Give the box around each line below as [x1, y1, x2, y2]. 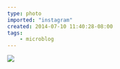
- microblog [19, 36, 54, 43]
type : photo [7, 10, 42, 17]
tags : [7, 29, 23, 37]
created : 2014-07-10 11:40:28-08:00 [7, 23, 113, 30]
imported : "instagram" [7, 17, 73, 23]
